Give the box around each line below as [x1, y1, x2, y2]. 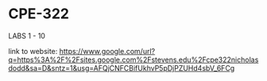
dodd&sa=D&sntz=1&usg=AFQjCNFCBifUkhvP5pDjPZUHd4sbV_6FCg [8, 63, 235, 72]
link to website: [8, 46, 58, 56]
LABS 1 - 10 [8, 31, 46, 40]
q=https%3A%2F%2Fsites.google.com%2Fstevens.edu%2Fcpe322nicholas [8, 55, 259, 64]
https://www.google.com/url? [59, 46, 156, 56]
